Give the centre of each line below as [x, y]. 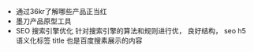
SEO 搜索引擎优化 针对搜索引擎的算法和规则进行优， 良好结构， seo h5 [131, 31]
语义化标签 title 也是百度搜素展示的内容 [79, 40]
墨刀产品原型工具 [43, 21]
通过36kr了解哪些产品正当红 [62, 11]
